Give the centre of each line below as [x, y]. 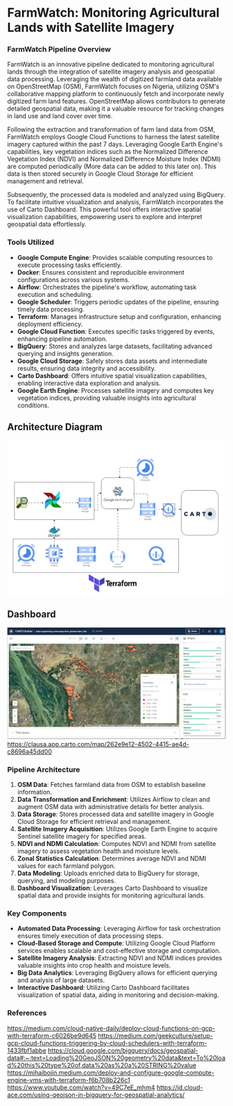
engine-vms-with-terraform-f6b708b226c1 [69, 1080]
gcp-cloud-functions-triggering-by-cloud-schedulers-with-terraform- [107, 1043]
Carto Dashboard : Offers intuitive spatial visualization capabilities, [112, 375]
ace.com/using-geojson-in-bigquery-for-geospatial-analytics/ [96, 1095]
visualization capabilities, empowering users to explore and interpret [105, 217]
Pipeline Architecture [44, 770]
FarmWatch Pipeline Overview [59, 49]
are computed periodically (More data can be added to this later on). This [112, 166]
